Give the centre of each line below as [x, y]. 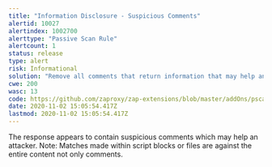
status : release [36, 54]
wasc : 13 [23, 91]
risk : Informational [43, 69]
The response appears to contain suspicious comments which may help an [134, 137]
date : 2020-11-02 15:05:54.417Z [63, 106]
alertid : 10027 [34, 24]
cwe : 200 [23, 83]
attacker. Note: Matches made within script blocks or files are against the [130, 146]
